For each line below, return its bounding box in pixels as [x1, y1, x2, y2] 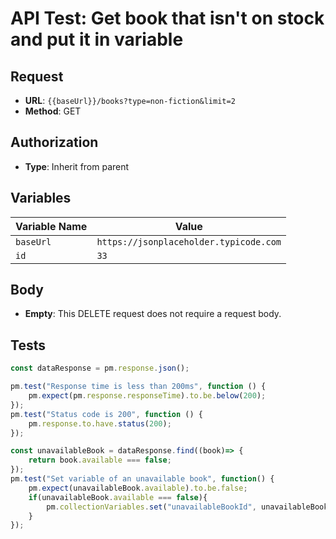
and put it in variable [10, 28, 184, 51]
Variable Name [15, 219, 88, 233]
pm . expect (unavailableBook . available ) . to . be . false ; [28, 483, 248, 493]
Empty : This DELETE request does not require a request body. [24, 308, 282, 320]
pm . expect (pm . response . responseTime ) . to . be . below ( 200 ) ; [28, 391, 267, 401]
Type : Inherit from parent [24, 160, 130, 172]
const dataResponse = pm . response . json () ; [10, 363, 190, 374]
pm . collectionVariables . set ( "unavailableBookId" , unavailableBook [46, 502, 329, 512]
